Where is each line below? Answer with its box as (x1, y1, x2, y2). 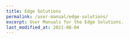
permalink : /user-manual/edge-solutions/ (6, 14, 109, 19)
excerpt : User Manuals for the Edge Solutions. (6, 19, 124, 25)
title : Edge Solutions (6, 8, 61, 14)
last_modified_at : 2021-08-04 (6, 24, 80, 30)
